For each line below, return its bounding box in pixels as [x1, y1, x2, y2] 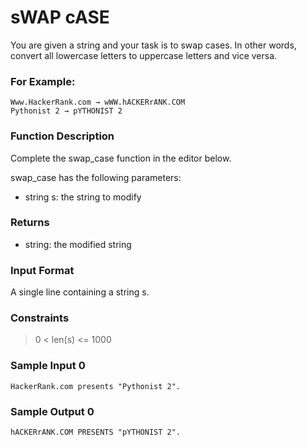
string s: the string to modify [24, 191, 142, 203]
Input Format [10, 263, 75, 277]
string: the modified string [24, 238, 132, 250]
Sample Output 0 [10, 404, 95, 418]
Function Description [10, 129, 115, 143]
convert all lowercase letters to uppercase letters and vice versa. [10, 49, 278, 61]
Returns [10, 216, 50, 230]
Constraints [10, 311, 70, 325]
